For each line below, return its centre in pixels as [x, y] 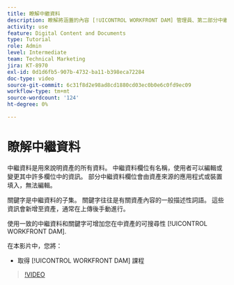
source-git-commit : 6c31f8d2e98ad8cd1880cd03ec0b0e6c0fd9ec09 [99, 85]
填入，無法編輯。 [32, 185]
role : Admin [24, 46]
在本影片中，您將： [35, 245]
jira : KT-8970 [28, 66]
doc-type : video [31, 78]
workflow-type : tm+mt [39, 91]
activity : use [28, 26]
